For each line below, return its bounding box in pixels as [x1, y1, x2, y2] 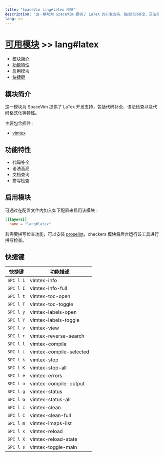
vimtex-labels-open [30, 309, 77, 316]
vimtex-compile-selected [30, 348, 89, 355]
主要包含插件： [5, 120, 35, 126]
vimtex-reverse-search [30, 333, 84, 340]
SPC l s [7, 444, 25, 450]
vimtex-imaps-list [30, 420, 72, 427]
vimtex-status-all [30, 396, 71, 403]
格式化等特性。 [9, 110, 40, 116]
